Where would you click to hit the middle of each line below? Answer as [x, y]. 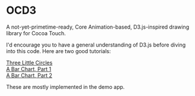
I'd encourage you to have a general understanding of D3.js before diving [96, 45]
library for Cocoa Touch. [36, 33]
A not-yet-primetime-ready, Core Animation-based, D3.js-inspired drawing [97, 27]
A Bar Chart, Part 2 [29, 75]
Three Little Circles [29, 63]
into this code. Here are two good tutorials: [59, 51]
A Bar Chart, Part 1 [29, 69]
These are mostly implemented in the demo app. [65, 86]
